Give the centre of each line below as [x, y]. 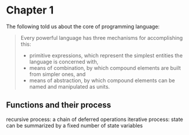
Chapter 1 [30, 10]
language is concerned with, [64, 62]
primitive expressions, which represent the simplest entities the [106, 55]
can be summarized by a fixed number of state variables [74, 125]
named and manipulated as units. [69, 86]
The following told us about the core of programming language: [83, 26]
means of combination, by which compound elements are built [105, 67]
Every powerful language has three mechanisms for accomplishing [102, 38]
